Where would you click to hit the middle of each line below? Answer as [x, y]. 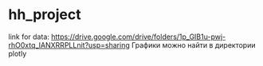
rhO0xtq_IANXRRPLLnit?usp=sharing [69, 45]
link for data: [29, 37]
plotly [18, 53]
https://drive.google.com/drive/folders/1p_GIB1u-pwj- [138, 37]
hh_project [45, 15]
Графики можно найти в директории [193, 45]
